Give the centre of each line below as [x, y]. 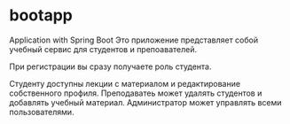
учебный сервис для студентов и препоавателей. [103, 49]
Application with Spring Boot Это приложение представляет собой [134, 40]
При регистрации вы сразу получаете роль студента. [110, 66]
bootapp [41, 15]
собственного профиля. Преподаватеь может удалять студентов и [136, 93]
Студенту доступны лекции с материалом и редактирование [125, 83]
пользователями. [42, 112]
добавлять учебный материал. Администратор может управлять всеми [145, 102]
